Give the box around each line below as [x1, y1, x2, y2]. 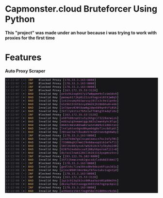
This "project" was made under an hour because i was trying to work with [5, 30, 157, 35]
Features [5, 52, 42, 63]
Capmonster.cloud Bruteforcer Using [5, 3, 158, 15]
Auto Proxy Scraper [5, 68, 46, 74]
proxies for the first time [5, 35, 55, 41]
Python [5, 14, 35, 25]
